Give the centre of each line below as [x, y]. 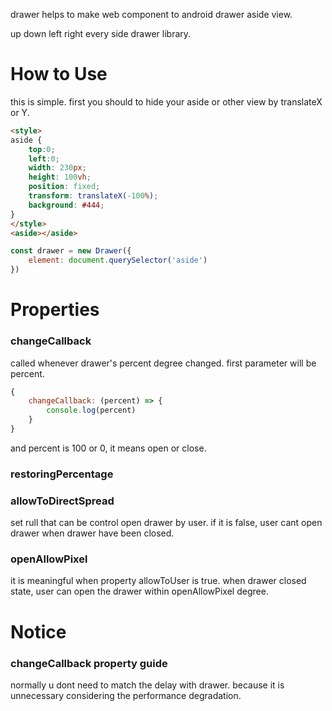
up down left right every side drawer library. [101, 33]
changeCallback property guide [89, 663]
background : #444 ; [66, 205]
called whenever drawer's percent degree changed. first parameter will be [163, 363]
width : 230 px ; [57, 168]
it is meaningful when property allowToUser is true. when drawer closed [158, 581]
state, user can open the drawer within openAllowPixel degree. [139, 591]
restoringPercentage [62, 474]
